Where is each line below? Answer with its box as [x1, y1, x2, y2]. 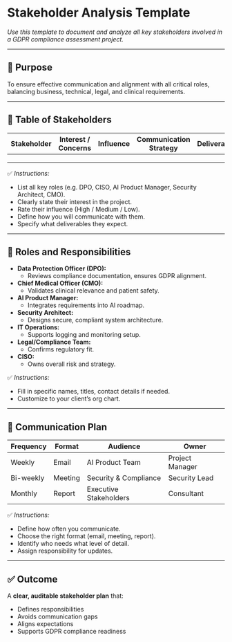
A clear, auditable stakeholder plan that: [7, 591, 124, 600]
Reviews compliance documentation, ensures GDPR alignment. [27, 272, 207, 280]
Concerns [58, 143, 92, 153]
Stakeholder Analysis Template [7, 5, 191, 21]
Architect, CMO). [17, 190, 66, 199]
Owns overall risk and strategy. [27, 360, 116, 368]
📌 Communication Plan [7, 421, 107, 433]
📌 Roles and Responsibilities [7, 246, 131, 257]
